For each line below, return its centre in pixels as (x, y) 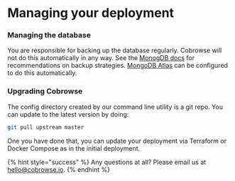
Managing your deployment (91, 13)
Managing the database (49, 35)
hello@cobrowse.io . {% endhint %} (59, 169)
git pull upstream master (45, 127)
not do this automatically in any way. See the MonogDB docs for (101, 58)
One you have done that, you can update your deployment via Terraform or (117, 141)
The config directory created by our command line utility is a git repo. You (115, 107)
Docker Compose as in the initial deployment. (74, 148)
